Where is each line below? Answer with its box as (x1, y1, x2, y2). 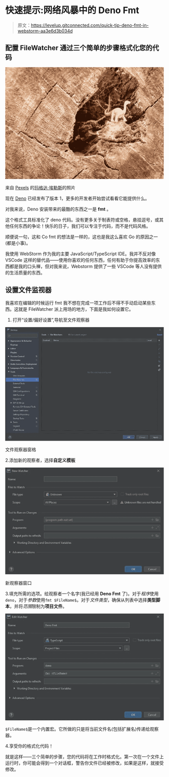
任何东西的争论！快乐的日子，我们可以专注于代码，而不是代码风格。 (9, 223, 151, 229)
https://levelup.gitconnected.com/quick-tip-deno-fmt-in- (31, 22, 149, 28)
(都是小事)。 (5, 240, 31, 246)
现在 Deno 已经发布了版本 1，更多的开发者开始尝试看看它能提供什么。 (5, 195, 150, 201)
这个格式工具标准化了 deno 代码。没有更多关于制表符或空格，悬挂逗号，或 (5, 217, 159, 223)
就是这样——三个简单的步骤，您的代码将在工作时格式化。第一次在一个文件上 (5, 754, 164, 760)
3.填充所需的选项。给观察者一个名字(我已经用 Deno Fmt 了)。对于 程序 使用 (5, 590, 159, 597)
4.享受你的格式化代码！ (5, 743, 54, 749)
